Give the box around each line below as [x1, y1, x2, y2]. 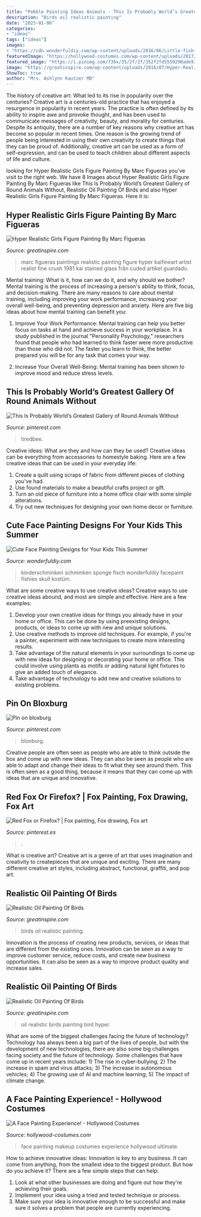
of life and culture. [6, 156, 51, 163]
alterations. [14, 496, 43, 503]
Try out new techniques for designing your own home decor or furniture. [14, 503, 194, 510]
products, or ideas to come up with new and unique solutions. [14, 624, 167, 631]
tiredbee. [20, 435, 44, 442]
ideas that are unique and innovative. [6, 775, 98, 782]
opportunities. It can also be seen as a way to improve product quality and [6, 958, 189, 965]
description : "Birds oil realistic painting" [6, 14, 121, 20]
